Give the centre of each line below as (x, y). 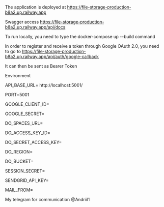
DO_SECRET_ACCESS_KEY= (34, 142)
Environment (18, 75)
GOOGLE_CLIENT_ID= (27, 104)
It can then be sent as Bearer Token (41, 66)
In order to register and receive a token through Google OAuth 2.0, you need (82, 46)
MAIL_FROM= (19, 190)
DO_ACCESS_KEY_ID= (28, 133)
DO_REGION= (19, 152)
